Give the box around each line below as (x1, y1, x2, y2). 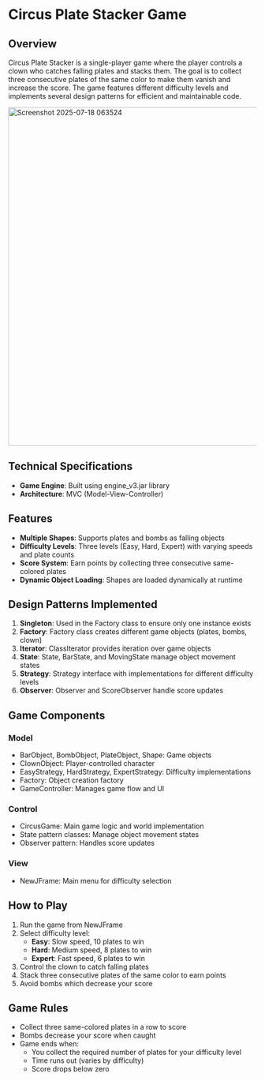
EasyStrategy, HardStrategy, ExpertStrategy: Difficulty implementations (19, 768, 252, 777)
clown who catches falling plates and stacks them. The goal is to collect (8, 66, 242, 76)
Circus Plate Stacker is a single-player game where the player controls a (8, 58, 243, 67)
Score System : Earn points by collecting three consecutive (19, 558, 211, 568)
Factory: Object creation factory (19, 775, 124, 785)
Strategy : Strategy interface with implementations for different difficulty (19, 669, 254, 678)
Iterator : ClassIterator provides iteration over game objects (19, 644, 211, 653)
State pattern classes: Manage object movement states (19, 830, 200, 839)
